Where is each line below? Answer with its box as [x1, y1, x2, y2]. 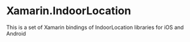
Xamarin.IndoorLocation [6, 4, 131, 18]
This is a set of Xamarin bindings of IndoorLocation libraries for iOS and [6, 24, 184, 31]
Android [6, 30, 26, 37]
